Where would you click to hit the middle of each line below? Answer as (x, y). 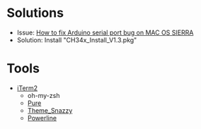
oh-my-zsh (44, 95)
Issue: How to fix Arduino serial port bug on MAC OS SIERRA (105, 32)
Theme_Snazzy (50, 110)
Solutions (35, 13)
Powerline (42, 118)
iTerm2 (27, 88)
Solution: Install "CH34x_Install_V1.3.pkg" (77, 39)
